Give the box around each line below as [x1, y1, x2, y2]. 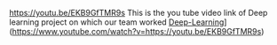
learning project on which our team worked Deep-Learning [9, 17, 225, 27]
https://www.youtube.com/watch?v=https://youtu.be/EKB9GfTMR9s [12, 26, 262, 36]
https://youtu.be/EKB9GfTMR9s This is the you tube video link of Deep [9, 8, 268, 18]
